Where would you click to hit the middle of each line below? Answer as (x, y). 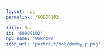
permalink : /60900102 (33, 17)
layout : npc (21, 11)
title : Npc (19, 28)
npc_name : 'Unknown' (31, 39)
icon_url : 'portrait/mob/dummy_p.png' (53, 44)
